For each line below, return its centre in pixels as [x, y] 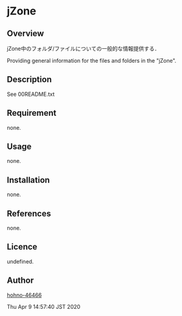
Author [20, 281]
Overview [26, 33]
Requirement [32, 113]
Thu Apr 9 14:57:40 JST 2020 [44, 306]
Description [29, 80]
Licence [22, 247]
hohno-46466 [24, 295]
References [29, 213]
